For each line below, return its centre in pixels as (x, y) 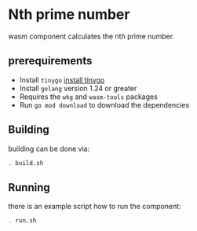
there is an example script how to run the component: (95, 207)
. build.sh (26, 163)
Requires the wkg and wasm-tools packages (89, 97)
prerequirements (50, 61)
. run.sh (22, 221)
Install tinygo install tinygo (62, 79)
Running (29, 187)
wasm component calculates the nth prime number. (91, 36)
